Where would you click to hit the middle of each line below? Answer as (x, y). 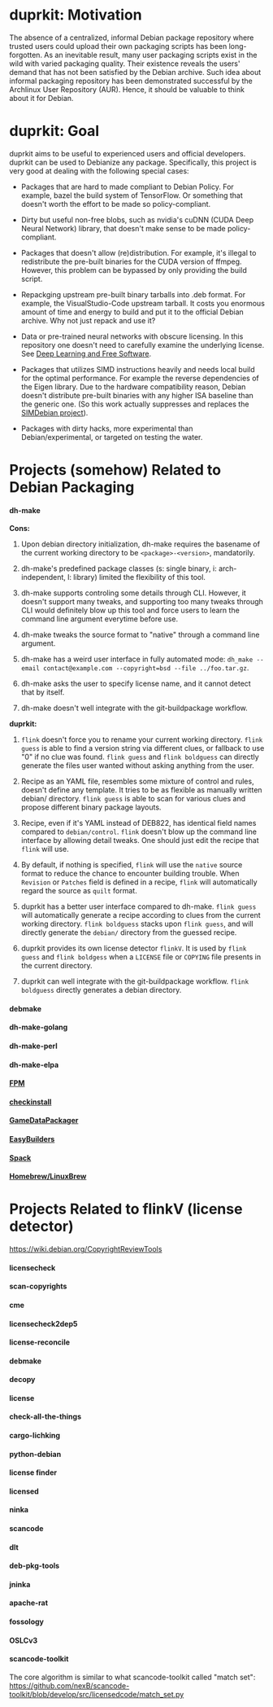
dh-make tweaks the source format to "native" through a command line (140, 635)
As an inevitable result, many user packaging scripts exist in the (151, 55)
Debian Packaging (72, 487)
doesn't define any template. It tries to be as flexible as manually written (141, 790)
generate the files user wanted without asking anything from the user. (137, 766)
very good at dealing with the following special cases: (99, 171)
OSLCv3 (24, 1640)
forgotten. (26, 55)
